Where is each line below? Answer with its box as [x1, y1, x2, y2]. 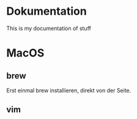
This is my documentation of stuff [6, 25, 92, 32]
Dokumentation [6, 4, 87, 18]
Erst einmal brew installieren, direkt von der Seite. [6, 86, 131, 94]
